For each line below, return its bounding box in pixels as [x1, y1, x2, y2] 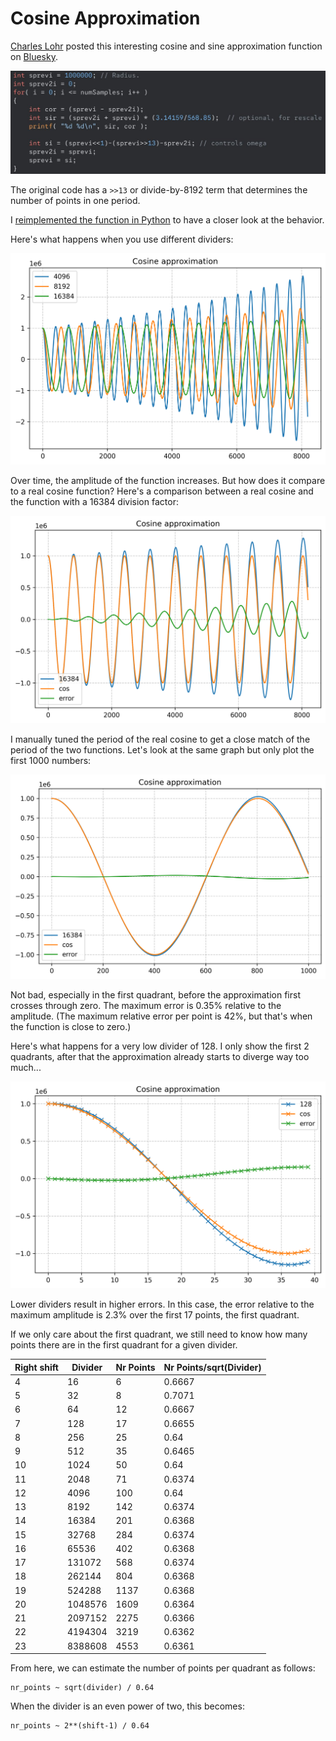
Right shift [14, 1361, 59, 1373]
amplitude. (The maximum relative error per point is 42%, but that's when [10, 1010, 313, 1022]
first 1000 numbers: [10, 754, 92, 766]
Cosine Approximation [10, 7, 201, 30]
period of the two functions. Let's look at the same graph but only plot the [10, 743, 315, 756]
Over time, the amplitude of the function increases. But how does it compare [10, 475, 326, 487]
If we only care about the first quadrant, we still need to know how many [10, 1328, 308, 1341]
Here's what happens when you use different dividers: [10, 233, 234, 245]
